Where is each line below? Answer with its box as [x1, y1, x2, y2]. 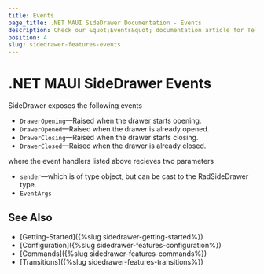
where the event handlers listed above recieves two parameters [8, 157, 214, 166]
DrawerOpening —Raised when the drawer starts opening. [19, 116, 202, 126]
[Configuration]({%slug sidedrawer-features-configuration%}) [19, 240, 222, 250]
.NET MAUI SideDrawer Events [8, 75, 212, 93]
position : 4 [8, 33, 47, 42]
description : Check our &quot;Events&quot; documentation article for [8, 26, 244, 34]
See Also [8, 211, 53, 224]
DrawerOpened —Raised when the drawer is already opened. [19, 124, 210, 134]
